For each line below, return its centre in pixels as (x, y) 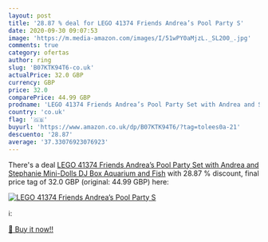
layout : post (30, 16)
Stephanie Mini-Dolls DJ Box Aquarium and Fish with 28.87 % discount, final (134, 173)
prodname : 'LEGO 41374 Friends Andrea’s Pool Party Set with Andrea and (132, 105)
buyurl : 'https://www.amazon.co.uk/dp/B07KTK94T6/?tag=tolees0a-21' (124, 127)
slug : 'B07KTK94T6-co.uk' (51, 68)
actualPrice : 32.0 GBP (46, 75)
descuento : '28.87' (41, 134)
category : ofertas (39, 53)
